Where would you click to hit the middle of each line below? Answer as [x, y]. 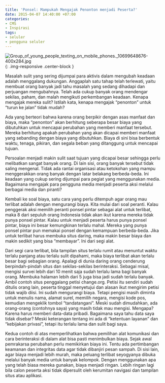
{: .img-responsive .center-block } [40, 66]
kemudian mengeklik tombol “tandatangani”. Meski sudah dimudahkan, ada [81, 303]
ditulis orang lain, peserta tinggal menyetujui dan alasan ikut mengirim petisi [82, 287]
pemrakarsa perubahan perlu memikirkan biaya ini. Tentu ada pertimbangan [82, 344]
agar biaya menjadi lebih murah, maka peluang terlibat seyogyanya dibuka [81, 354]
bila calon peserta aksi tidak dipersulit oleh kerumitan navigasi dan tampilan [82, 370]
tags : [11, 33]
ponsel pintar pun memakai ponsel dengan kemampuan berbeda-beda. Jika [82, 230]
